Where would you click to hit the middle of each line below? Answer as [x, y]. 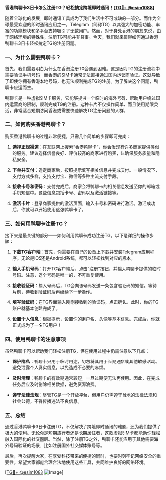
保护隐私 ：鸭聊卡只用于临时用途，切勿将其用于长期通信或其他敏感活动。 [86, 361]
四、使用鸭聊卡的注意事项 [36, 339]
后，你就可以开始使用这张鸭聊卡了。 [49, 209]
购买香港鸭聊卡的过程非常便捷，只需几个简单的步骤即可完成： [68, 136]
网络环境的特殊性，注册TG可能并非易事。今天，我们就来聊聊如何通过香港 [84, 37]
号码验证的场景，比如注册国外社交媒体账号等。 [57, 445]
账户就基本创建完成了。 [36, 308]
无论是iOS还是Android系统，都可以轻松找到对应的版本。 [78, 258]
